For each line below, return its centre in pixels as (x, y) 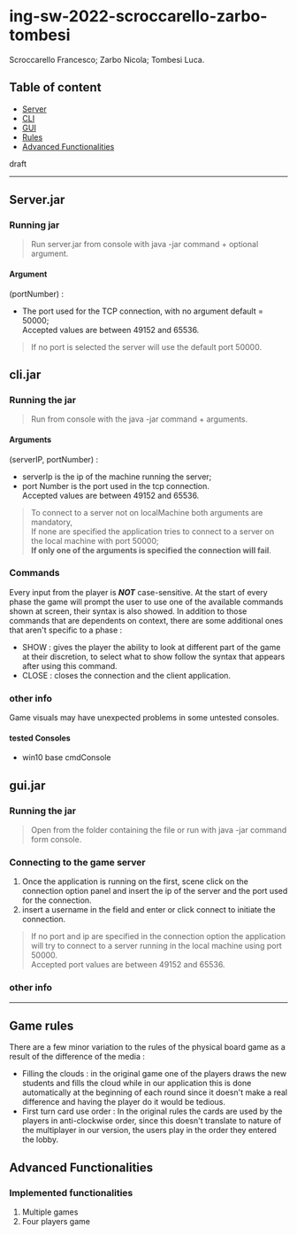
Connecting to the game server (77, 862)
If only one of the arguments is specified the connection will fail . (151, 550)
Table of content (55, 87)
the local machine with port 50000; (95, 540)
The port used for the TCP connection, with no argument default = (142, 311)
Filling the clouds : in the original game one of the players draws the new (154, 1074)
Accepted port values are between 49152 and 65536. (128, 965)
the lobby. (40, 1139)
